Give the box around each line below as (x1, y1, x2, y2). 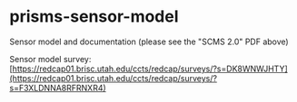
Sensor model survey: (9, 53, 92, 64)
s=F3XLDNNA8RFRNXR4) (9, 82, 106, 93)
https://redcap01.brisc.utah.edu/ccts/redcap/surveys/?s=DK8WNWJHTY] (12, 63, 288, 74)
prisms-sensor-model (9, 6, 179, 27)
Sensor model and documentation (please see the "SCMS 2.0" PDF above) (9, 36, 289, 47)
